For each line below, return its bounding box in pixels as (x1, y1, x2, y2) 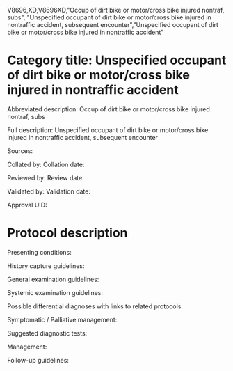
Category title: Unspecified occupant (7, 52, 227, 68)
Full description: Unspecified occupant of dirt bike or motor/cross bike (7, 125, 209, 134)
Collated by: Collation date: (7, 160, 85, 168)
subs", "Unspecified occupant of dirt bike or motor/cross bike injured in (7, 13, 212, 22)
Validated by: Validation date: (7, 187, 90, 196)
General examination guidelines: (7, 275, 99, 283)
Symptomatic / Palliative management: (7, 315, 118, 324)
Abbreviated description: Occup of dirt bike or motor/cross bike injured (7, 104, 211, 113)
